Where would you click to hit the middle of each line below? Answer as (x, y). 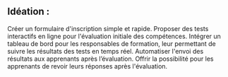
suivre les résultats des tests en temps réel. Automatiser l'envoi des (106, 51)
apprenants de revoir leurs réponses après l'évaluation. (88, 66)
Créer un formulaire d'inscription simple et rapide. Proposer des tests (108, 28)
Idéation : (29, 12)
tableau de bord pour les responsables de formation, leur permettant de (112, 43)
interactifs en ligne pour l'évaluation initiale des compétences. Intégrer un (114, 36)
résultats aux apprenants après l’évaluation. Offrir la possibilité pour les (110, 59)
